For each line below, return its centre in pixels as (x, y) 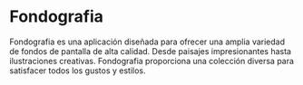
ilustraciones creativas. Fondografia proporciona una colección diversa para (152, 61)
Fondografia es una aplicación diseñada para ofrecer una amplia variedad (147, 42)
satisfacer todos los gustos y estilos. (78, 71)
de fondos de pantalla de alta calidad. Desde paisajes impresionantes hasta (151, 51)
